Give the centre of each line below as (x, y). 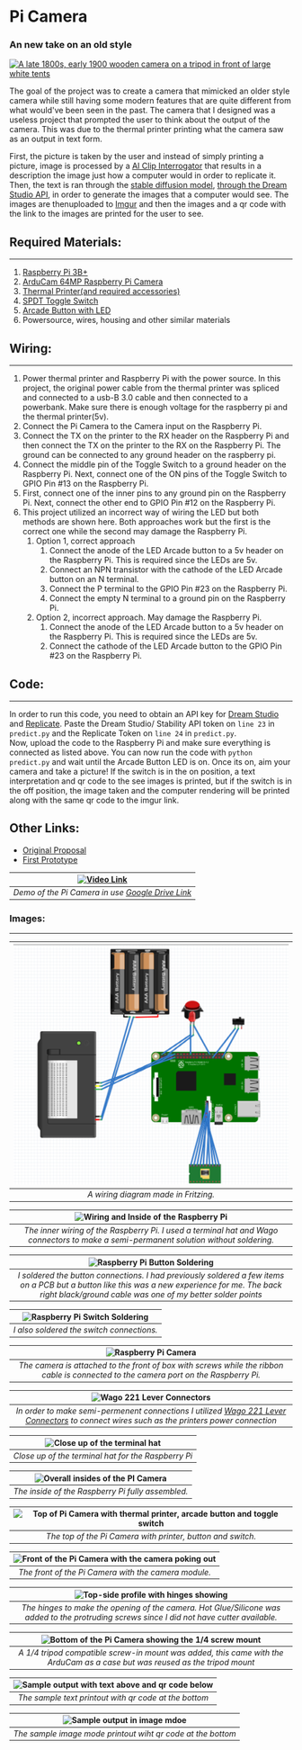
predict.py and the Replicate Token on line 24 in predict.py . (123, 733)
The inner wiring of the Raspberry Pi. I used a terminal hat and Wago (151, 1230)
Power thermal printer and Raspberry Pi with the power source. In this (151, 379)
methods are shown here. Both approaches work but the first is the (147, 522)
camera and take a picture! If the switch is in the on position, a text (133, 771)
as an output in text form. (56, 139)
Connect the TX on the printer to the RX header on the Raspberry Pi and (155, 436)
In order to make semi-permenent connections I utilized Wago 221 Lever (151, 1411)
